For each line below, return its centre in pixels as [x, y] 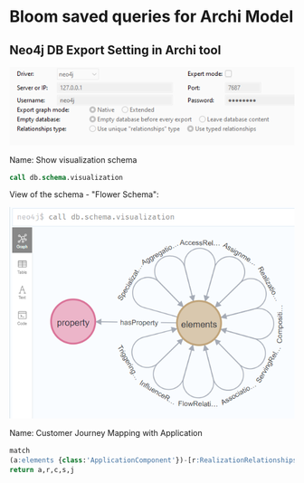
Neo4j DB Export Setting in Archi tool [115, 50]
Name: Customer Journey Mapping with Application [106, 433]
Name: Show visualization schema [73, 159]
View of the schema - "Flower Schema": [85, 194]
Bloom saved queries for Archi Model [152, 17]
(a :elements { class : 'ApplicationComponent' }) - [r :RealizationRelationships [153, 460]
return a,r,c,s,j [42, 469]
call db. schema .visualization [66, 177]
